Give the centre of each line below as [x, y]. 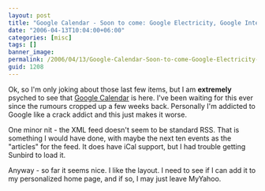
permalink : [26, 60]
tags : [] [22, 45]
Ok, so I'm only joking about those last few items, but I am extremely [120, 89]
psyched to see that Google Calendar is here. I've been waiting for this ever [131, 97]
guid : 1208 [26, 67]
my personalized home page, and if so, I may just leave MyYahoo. [115, 178]
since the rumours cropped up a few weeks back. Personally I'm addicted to [132, 106]
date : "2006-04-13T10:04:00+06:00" [67, 30]
